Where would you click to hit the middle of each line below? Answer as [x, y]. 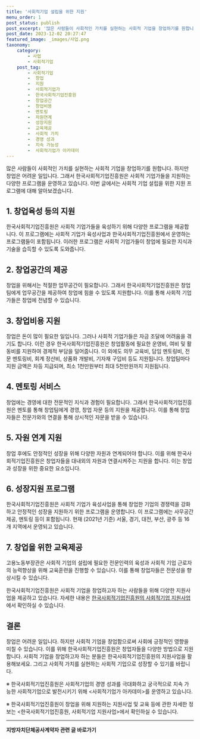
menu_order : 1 [24, 17]
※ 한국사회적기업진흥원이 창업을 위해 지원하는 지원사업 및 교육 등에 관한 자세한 [97, 704]
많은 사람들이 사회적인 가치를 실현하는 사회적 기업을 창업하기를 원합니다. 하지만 [98, 168]
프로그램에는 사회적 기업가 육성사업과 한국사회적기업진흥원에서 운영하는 [108, 234]
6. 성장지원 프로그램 [40, 489]
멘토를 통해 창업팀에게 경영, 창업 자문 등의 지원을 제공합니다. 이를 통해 [98, 409]
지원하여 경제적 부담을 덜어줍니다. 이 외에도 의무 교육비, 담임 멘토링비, [103, 351]
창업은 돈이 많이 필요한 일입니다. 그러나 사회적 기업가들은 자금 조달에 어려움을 [96, 336]
